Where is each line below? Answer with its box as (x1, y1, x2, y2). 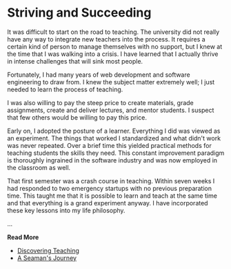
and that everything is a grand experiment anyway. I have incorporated (7, 198, 208, 207)
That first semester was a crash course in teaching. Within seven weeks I (7, 176, 215, 185)
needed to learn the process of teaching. (7, 85, 123, 93)
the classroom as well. (7, 163, 71, 171)
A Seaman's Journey (17, 254, 77, 262)
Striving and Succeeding (7, 5, 152, 21)
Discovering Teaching (17, 246, 79, 254)
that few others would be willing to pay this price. (7, 113, 147, 122)
